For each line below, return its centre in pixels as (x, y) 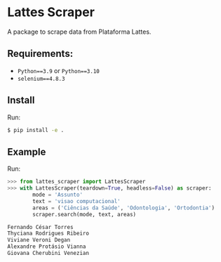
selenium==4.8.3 (41, 79)
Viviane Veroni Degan (39, 240)
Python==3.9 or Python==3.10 (58, 70)
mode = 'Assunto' (58, 195)
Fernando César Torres (40, 227)
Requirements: (40, 54)
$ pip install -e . (36, 130)
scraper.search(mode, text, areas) (85, 214)
